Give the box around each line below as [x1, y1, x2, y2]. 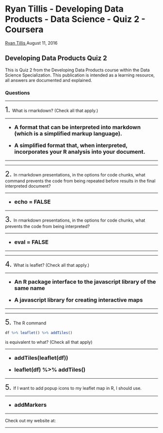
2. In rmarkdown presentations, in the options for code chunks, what [5, 169, 146, 179]
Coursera [5, 24, 44, 35]
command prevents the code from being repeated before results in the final [5, 178, 156, 184]
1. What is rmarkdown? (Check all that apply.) [5, 105, 98, 114]
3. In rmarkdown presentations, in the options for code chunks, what [5, 215, 146, 224]
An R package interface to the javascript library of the [14, 278, 156, 286]
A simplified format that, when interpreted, [14, 142, 128, 149]
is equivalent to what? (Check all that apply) [5, 339, 93, 345]
